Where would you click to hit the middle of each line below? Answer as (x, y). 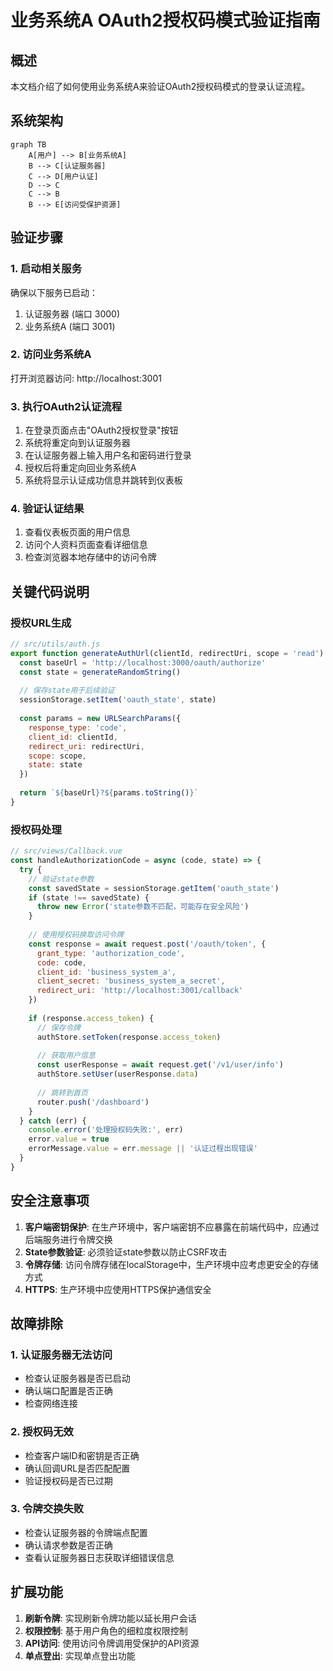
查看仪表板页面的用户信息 (77, 532)
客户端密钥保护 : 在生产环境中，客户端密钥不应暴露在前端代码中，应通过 (172, 1227)
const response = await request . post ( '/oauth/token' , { (147, 944)
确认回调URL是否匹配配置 (77, 1468)
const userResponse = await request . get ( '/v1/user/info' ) (160, 1065)
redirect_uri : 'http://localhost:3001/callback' (140, 991)
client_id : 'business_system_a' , (106, 972)
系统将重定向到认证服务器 (77, 443)
